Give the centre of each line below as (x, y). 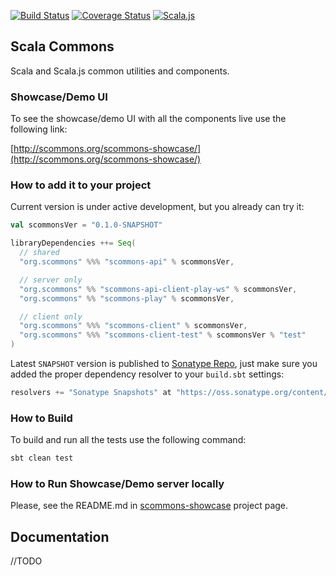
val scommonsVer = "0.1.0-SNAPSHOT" (86, 225)
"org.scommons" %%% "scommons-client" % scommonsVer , (133, 326)
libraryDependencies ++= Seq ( (73, 243)
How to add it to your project (81, 185)
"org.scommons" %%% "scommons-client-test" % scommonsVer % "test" (163, 335)
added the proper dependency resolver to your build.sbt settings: (147, 374)
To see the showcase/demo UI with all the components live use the (148, 119)
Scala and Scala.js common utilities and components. (120, 71)
